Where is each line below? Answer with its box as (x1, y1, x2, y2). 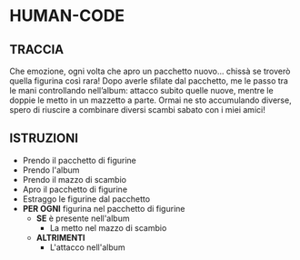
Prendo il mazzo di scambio (22, 174, 127, 185)
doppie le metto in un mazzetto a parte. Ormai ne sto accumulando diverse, (9, 95, 293, 105)
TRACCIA (9, 42, 65, 57)
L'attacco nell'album (49, 242, 125, 253)
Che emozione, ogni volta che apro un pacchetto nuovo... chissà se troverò (9, 65, 291, 76)
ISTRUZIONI (9, 131, 79, 146)
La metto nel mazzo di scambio (49, 222, 167, 233)
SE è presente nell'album (35, 213, 130, 224)
